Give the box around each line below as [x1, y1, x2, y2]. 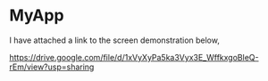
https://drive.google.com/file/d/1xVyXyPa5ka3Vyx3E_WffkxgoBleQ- [9, 52, 259, 62]
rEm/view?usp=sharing [9, 61, 95, 72]
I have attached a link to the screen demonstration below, [9, 35, 221, 45]
